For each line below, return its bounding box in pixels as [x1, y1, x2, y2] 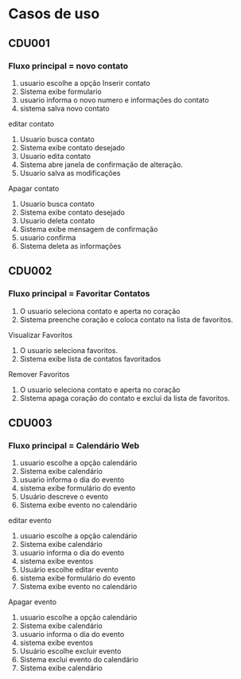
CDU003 [8, 416, 52, 429]
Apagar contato [8, 184, 60, 193]
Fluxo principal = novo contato [8, 60, 129, 72]
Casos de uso [8, 5, 100, 23]
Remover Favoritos [8, 369, 70, 378]
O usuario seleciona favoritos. [19, 345, 119, 355]
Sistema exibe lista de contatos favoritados [19, 354, 161, 363]
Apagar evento [8, 597, 57, 607]
